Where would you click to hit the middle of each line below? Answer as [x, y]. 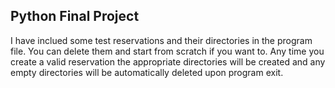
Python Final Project [75, 16]
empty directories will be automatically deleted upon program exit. [147, 72]
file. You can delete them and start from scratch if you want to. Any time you [167, 51]
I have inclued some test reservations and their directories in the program [161, 40]
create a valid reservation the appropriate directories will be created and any [168, 61]
